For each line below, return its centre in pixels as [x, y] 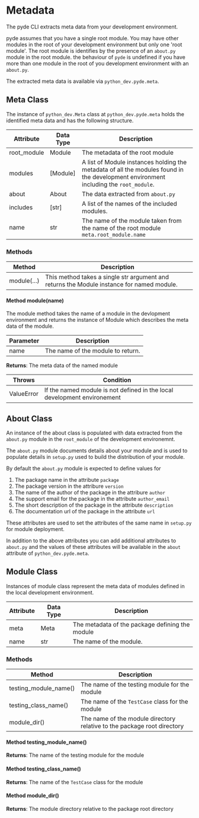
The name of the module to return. [92, 351]
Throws [24, 380]
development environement [83, 398]
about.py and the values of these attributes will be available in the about [93, 547]
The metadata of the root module [128, 152]
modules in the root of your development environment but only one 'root [94, 44]
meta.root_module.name [114, 234]
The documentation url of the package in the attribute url [85, 512]
